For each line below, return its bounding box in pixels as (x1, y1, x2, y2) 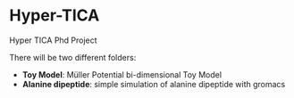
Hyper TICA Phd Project (9, 35, 97, 45)
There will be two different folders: (9, 52, 137, 62)
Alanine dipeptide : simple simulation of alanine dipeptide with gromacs (21, 78, 286, 89)
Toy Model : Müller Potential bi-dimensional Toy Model (21, 69, 222, 80)
